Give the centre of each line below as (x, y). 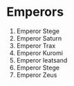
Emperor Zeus (37, 75)
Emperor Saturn (39, 38)
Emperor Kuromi (40, 53)
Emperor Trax (36, 45)
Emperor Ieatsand (42, 60)
